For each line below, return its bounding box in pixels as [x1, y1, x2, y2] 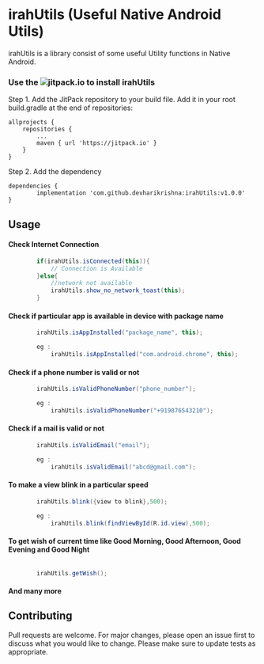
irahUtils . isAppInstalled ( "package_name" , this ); [36, 328, 203, 337]
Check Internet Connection [8, 240, 100, 249]
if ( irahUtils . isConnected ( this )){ [36, 257, 150, 265]
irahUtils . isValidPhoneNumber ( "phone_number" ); [36, 385, 196, 393]
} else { [36, 271, 58, 280]
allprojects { [8, 119, 55, 127]
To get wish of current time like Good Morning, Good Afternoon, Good [8, 536, 241, 545]
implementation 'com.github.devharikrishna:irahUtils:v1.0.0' [36, 189, 246, 197]
